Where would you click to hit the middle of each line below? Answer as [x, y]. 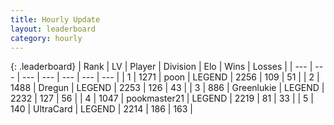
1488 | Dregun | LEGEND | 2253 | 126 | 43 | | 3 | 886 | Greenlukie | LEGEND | [167, 88]
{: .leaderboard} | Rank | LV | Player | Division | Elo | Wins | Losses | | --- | [161, 67]
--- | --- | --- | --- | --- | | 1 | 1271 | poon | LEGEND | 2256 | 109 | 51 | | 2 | [170, 77]
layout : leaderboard [53, 29]
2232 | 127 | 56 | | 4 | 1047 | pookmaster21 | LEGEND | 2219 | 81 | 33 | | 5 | [162, 98]
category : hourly [46, 38]
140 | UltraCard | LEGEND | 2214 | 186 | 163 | [102, 109]
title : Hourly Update [55, 19]
